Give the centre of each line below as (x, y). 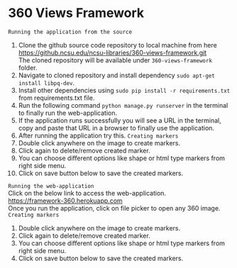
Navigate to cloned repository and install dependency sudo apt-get (116, 75)
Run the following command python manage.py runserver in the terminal (123, 105)
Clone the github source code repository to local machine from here (117, 45)
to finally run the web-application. (68, 113)
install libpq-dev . (46, 82)
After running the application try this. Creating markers (98, 135)
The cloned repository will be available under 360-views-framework (115, 60)
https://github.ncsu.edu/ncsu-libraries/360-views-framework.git (112, 52)
